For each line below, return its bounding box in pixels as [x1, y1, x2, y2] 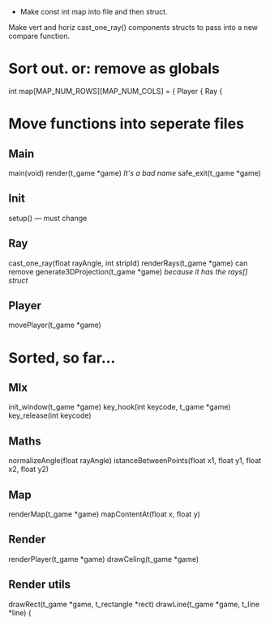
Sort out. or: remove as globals [8, 60, 221, 78]
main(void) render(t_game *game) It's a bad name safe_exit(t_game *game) [8, 168, 262, 177]
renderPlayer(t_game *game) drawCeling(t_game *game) [8, 554, 199, 563]
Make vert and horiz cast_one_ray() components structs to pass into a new [8, 23, 258, 32]
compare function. [8, 32, 71, 40]
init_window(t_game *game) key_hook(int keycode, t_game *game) [8, 402, 231, 412]
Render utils [8, 578, 71, 592]
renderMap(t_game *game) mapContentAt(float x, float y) [8, 509, 201, 519]
